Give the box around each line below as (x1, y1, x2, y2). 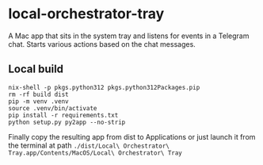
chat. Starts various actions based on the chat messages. (8, 39, 196, 48)
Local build (8, 63, 64, 76)
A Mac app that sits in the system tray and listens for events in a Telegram (8, 31, 250, 40)
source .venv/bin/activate (8, 104, 97, 112)
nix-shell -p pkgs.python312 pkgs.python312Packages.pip (8, 83, 200, 91)
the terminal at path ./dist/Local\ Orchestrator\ (8, 140, 170, 150)
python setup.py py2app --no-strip (8, 118, 126, 126)
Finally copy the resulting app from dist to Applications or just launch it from (8, 132, 256, 141)
